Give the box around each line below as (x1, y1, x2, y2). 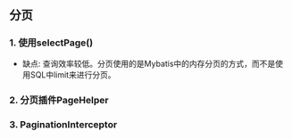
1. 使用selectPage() (9, 37, 94, 49)
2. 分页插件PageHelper (9, 94, 109, 107)
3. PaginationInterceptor (9, 119, 118, 131)
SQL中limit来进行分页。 (29, 69, 116, 80)
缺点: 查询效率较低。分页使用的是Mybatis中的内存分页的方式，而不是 (21, 59, 276, 69)
